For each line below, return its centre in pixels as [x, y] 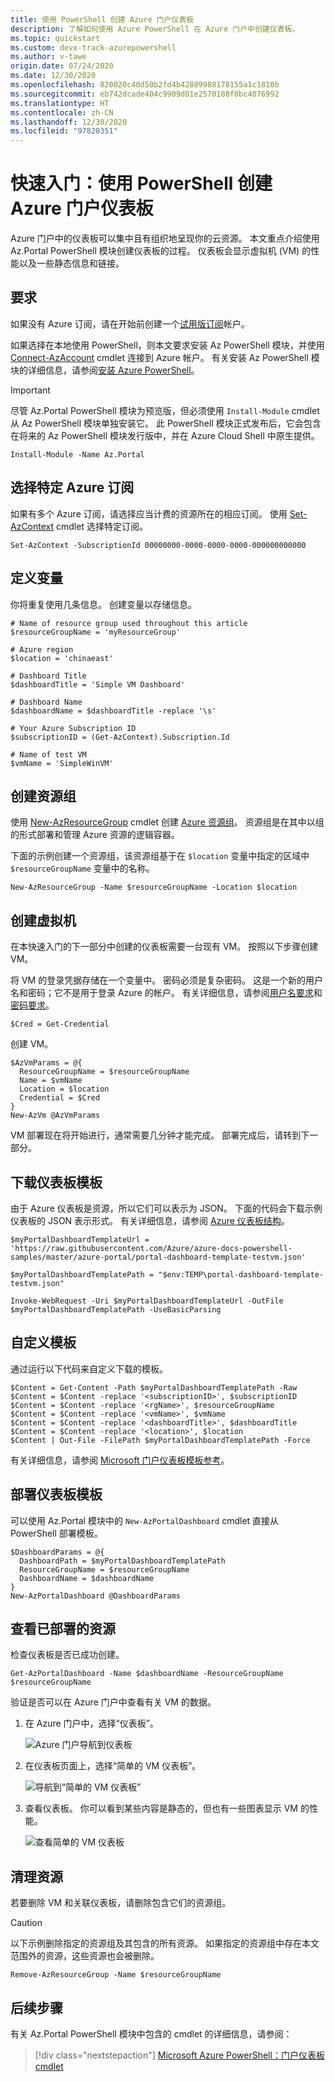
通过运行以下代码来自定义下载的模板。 [89, 1368]
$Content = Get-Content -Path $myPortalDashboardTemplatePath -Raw [154, 1387]
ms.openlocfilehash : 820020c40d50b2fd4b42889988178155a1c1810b [145, 85]
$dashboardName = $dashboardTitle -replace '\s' [113, 711]
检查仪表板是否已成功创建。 [67, 1655]
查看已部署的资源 [63, 1628]
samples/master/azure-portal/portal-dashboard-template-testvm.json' [158, 1257]
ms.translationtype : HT [60, 103]
